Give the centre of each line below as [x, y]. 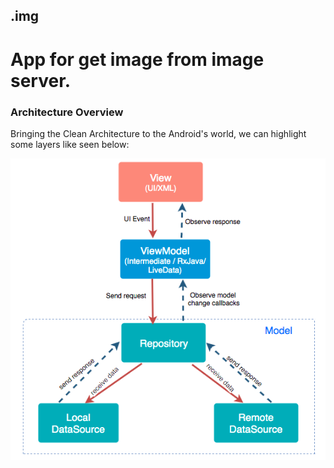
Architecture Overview [67, 112]
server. [41, 80]
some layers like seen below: [70, 144]
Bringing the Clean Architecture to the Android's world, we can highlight [158, 133]
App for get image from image [137, 59]
